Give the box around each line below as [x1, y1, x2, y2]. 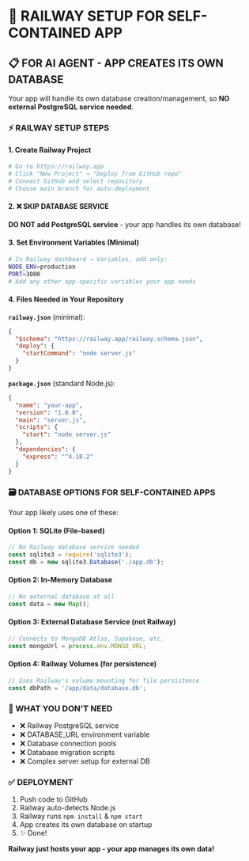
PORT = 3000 [8, 270, 41, 278]
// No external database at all [8, 593, 115, 601]
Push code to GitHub [19, 795, 89, 804]
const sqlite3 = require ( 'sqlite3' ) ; [8, 550, 133, 559]
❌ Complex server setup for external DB [19, 756, 150, 766]
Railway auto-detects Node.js [19, 803, 116, 813]
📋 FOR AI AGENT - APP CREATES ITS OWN [8, 56, 224, 70]
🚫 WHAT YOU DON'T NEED [8, 703, 113, 714]
